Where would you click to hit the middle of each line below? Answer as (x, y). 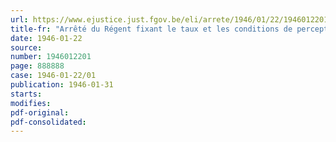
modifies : (31, 103)
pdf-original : (40, 112)
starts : (26, 94)
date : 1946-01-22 (46, 38)
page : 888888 (37, 66)
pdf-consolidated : (48, 122)
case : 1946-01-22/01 (53, 76)
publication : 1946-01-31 (62, 85)
